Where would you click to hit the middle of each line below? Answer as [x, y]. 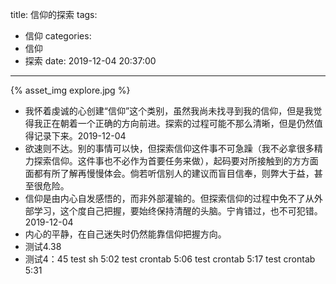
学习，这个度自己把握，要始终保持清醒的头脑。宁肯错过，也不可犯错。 [178, 211]
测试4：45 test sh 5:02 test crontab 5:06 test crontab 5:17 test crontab [170, 259]
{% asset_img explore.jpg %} [70, 90]
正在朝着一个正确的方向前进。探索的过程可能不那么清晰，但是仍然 [178, 123]
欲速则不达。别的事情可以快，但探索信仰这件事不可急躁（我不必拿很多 [169, 148]
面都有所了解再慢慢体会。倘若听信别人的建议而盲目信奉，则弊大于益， [169, 173]
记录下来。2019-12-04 [80, 136]
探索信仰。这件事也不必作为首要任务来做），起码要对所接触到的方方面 [176, 161]
